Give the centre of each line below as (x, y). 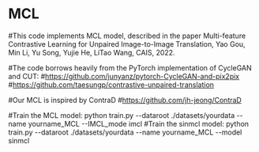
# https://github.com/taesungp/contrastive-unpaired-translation (111, 85)
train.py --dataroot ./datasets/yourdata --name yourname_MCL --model (125, 132)
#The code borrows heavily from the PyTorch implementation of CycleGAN (130, 67)
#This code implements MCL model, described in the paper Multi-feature (127, 36)
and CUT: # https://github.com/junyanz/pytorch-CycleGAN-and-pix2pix (124, 76)
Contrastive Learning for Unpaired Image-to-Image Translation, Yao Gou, (127, 44)
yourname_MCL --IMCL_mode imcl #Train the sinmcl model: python (139, 123)
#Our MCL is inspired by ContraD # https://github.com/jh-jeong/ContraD (125, 100)
